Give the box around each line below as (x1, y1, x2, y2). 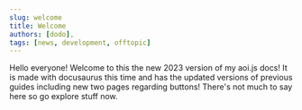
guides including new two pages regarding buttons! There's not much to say (9, 81, 293, 92)
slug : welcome (9, 13, 63, 22)
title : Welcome (9, 21, 67, 30)
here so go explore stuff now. (9, 91, 119, 102)
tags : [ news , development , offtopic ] (9, 38, 151, 47)
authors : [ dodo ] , (9, 30, 75, 38)
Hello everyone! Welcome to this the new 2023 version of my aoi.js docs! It (9, 63, 288, 73)
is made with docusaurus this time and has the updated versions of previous (9, 72, 293, 83)
